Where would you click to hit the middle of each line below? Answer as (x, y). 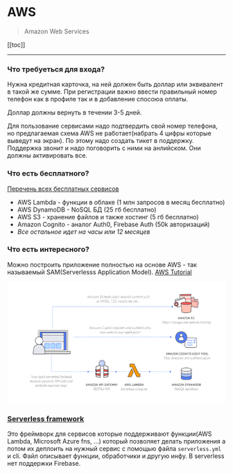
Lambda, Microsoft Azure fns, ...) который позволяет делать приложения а (116, 441)
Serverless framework (46, 418)
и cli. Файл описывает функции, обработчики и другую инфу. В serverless (116, 456)
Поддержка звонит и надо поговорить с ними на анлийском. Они (104, 148)
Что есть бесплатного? (48, 173)
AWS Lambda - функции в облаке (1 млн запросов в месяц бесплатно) (121, 202)
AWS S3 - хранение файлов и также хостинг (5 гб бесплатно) (108, 217)
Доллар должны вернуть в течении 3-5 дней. (75, 112)
